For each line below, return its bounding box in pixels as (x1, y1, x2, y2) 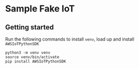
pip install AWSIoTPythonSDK (5, 59, 66, 64)
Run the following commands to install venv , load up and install (5, 36, 134, 42)
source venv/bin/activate (5, 54, 59, 59)
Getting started (5, 23, 54, 31)
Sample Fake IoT (5, 3, 75, 14)
